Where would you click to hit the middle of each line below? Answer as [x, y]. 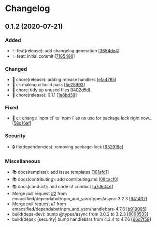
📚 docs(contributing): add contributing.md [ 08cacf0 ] [65, 179]
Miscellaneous [22, 161]
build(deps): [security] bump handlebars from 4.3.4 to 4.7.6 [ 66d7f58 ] [81, 219]
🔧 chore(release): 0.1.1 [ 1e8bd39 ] [44, 95]
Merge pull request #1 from [39, 204]
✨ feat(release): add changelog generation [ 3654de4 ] [66, 50]
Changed [16, 69]
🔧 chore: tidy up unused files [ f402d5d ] [51, 90]
